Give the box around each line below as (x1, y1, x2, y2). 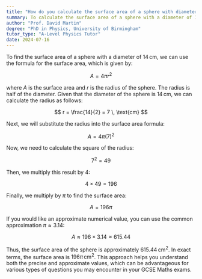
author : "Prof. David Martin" (6, 20, 82, 26)
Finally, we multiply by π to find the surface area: (6, 192, 127, 199)
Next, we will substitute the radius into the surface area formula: (6, 120, 165, 127)
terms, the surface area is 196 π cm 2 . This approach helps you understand (6, 252, 188, 260)
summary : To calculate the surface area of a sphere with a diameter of (6, 14, 192, 20)
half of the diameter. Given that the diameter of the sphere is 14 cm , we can (6, 90, 192, 97)
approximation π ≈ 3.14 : (6, 221, 65, 228)
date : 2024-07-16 (6, 37, 50, 43)
